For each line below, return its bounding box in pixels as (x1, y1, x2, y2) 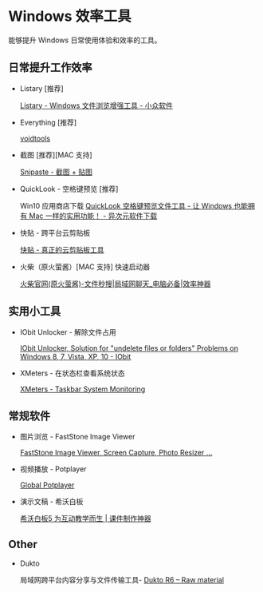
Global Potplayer (19, 480, 75, 490)
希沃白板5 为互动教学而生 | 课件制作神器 (19, 514, 151, 523)
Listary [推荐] (19, 83, 64, 93)
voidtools (19, 133, 50, 143)
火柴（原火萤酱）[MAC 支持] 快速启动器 (19, 261, 150, 272)
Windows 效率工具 (8, 7, 131, 26)
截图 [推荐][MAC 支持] (19, 149, 93, 160)
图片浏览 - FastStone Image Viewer (19, 432, 135, 442)
